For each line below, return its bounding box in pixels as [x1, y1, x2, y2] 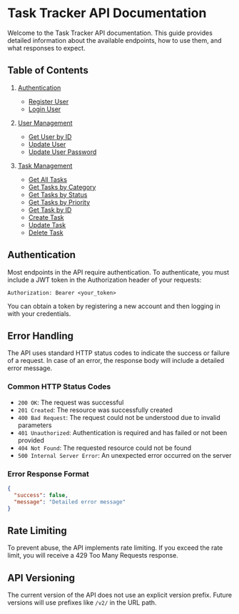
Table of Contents [7, 64, 89, 76]
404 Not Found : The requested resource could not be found [17, 444, 192, 452]
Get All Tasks [28, 175, 68, 183]
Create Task [28, 213, 64, 222]
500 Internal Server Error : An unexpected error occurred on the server [17, 451, 232, 459]
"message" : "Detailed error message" [14, 498, 126, 506]
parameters [17, 421, 52, 429]
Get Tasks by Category [28, 183, 96, 191]
